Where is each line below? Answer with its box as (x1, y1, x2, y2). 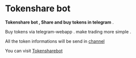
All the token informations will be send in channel (5, 38, 105, 44)
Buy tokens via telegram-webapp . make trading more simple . (5, 29, 132, 34)
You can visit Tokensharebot (5, 48, 63, 54)
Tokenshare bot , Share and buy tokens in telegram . (5, 19, 114, 25)
